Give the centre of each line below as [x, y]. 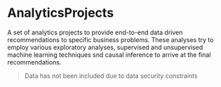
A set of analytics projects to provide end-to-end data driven [95, 32]
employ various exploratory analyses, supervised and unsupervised [105, 47]
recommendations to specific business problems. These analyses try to [110, 39]
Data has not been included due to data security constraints [111, 76]
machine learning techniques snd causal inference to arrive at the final [109, 55]
